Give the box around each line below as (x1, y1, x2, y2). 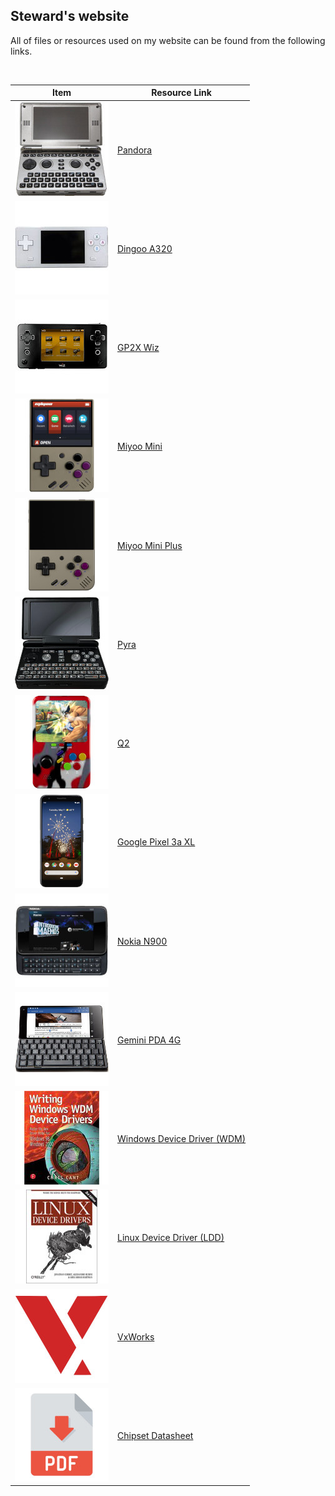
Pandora (117, 144, 153, 156)
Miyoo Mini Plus (117, 539, 183, 551)
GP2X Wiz (117, 342, 160, 354)
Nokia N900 (117, 935, 168, 947)
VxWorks (117, 1330, 155, 1343)
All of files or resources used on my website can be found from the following (10, 34, 326, 46)
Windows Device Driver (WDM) (117, 1133, 247, 1145)
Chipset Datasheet (117, 1429, 194, 1441)
